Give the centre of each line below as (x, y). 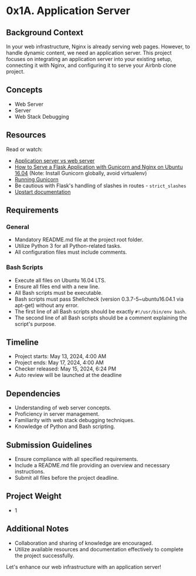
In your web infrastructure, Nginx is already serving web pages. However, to (98, 46)
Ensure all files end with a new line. (57, 287)
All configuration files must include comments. (71, 252)
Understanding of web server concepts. (63, 408)
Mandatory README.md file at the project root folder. (79, 240)
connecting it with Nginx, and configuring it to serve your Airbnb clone (91, 65)
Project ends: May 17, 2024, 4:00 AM (59, 363)
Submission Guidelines (49, 445)
